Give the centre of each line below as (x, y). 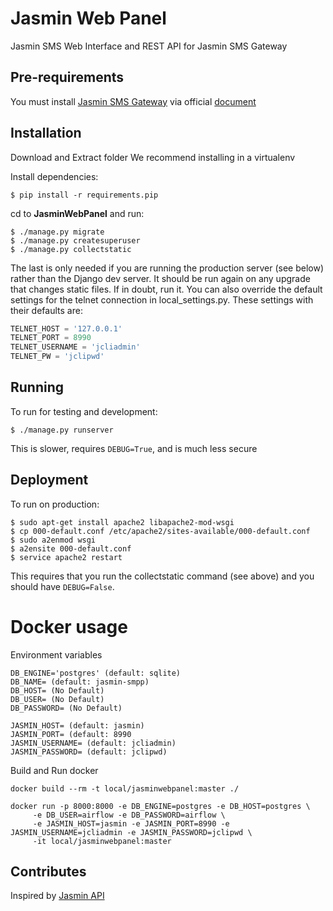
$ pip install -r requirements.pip (84, 195)
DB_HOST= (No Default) (57, 690)
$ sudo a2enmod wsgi (53, 540)
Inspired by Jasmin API (57, 896)
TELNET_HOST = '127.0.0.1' (66, 328)
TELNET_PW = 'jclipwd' (57, 357)
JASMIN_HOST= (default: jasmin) (77, 725)
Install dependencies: (54, 176)
